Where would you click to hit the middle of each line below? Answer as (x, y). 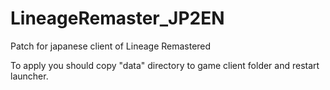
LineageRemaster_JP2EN (117, 18)
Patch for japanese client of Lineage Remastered (111, 46)
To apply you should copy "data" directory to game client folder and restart (165, 65)
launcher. (29, 76)
